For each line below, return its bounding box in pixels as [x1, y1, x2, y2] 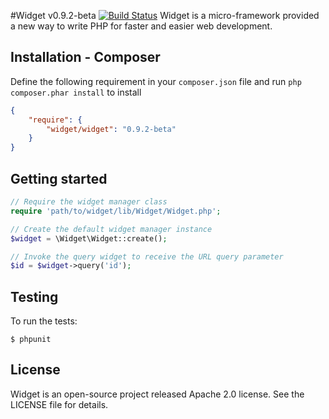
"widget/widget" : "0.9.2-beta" [46, 124, 177, 134]
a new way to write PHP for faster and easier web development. [10, 20, 273, 32]
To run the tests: [10, 315, 78, 327]
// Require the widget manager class [10, 197, 168, 207]
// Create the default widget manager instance [10, 224, 213, 234]
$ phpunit [10, 335, 52, 345]
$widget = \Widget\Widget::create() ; [10, 233, 168, 244]
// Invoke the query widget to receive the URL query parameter [10, 251, 284, 262]
